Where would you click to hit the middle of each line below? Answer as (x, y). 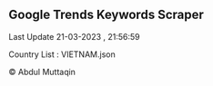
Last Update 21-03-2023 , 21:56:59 (74, 36)
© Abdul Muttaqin (42, 72)
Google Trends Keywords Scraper (106, 15)
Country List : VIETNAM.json (62, 54)
